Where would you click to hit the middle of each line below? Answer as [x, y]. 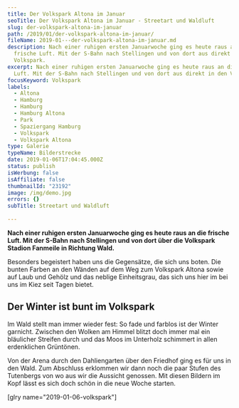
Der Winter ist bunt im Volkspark [81, 307]
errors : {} [23, 199]
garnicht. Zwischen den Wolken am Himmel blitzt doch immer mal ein [109, 331]
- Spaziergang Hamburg [47, 126]
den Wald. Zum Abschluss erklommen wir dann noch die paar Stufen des [115, 368]
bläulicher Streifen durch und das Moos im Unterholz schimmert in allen [113, 339]
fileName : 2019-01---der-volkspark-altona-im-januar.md [92, 41]
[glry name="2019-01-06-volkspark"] [62, 397]
